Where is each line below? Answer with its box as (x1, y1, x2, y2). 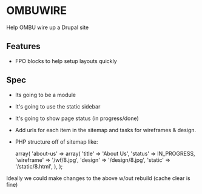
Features (6, 41, 41, 52)
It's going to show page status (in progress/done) (15, 115, 140, 122)
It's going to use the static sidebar (15, 102, 101, 110)
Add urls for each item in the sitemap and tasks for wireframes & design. (15, 126, 196, 133)
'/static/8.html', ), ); (15, 162, 63, 170)
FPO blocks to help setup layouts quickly (15, 57, 117, 64)
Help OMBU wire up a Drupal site (6, 24, 89, 31)
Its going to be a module (15, 91, 76, 98)
